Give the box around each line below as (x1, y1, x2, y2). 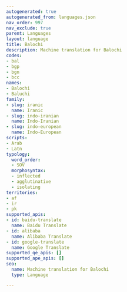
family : (6, 96, 25, 102)
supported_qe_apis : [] (6, 250, 62, 256)
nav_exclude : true (6, 25, 51, 31)
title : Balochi (6, 42, 44, 48)
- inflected (11, 173, 41, 179)
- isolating (11, 184, 41, 190)
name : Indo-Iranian (11, 119, 59, 124)
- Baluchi (6, 91, 31, 97)
